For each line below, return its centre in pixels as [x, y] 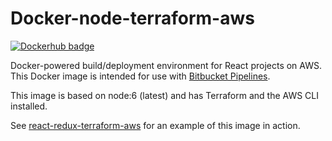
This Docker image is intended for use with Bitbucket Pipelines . [140, 76]
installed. [29, 106]
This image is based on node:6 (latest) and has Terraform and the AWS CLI [164, 95]
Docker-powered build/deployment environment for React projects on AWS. [166, 65]
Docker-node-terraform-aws [132, 18]
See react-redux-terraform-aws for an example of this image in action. [155, 125]
